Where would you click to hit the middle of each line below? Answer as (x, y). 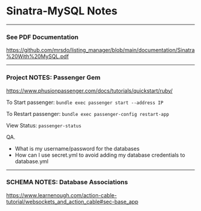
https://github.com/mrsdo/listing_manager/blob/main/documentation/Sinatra (100, 50)
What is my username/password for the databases (77, 148)
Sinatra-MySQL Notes (62, 11)
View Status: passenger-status (44, 125)
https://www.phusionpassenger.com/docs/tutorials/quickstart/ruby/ (89, 90)
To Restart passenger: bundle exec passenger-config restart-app (88, 114)
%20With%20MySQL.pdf (37, 56)
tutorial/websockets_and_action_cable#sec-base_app (72, 201)
